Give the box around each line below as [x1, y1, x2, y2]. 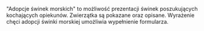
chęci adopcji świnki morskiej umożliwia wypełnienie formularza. [6, 18, 169, 25]
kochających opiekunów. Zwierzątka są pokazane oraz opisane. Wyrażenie [6, 12, 195, 19]
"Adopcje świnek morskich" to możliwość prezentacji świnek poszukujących [6, 5, 198, 12]
